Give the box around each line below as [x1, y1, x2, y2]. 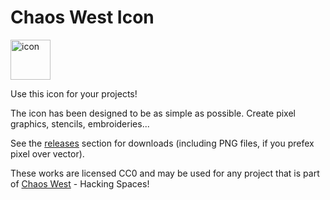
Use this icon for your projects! [10, 87, 138, 100]
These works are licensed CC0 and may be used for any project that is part [10, 167, 320, 179]
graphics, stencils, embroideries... [10, 117, 150, 130]
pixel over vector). [10, 147, 85, 160]
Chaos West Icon [10, 6, 155, 29]
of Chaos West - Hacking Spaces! [10, 177, 150, 190]
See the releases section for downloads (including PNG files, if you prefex [10, 137, 315, 149]
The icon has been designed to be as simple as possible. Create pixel [10, 107, 296, 119]
